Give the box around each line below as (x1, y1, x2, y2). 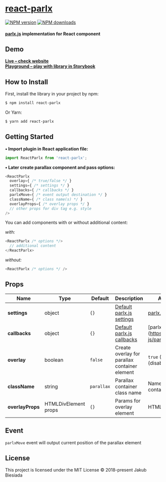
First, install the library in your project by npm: (5, 91, 99, 97)
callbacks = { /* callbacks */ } (9, 188, 74, 193)
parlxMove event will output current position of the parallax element (5, 439, 142, 445)
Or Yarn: (5, 109, 22, 115)
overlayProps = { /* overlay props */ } (9, 201, 90, 206)
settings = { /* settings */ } (9, 183, 70, 188)
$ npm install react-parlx (5, 100, 61, 105)
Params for (115, 397, 141, 404)
